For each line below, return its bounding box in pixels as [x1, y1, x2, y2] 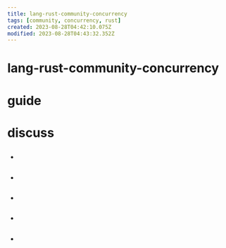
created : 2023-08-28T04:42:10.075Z [7, 23, 112, 30]
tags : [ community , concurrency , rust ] [7, 17, 121, 24]
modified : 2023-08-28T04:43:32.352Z [7, 30, 115, 37]
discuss [7, 125, 55, 141]
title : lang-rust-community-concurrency [7, 10, 128, 18]
